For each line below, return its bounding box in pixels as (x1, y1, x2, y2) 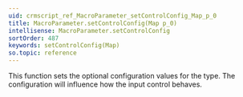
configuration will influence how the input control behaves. (8, 79, 203, 89)
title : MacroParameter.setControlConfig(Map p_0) (8, 19, 178, 27)
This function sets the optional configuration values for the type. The (8, 71, 236, 80)
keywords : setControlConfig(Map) (8, 42, 120, 50)
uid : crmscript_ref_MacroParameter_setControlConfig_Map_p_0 (8, 11, 217, 20)
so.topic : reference (8, 49, 78, 57)
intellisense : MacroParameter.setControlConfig (8, 26, 171, 34)
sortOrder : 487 (8, 34, 59, 42)
